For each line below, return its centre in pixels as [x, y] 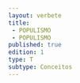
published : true [35, 45]
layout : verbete [35, 15]
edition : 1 [26, 52]
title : [19, 23]
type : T [21, 60]
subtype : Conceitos [40, 67]
